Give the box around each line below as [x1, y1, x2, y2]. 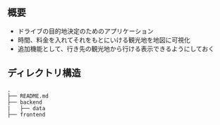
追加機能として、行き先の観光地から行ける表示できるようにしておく [17, 44, 215, 53]
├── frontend [7, 111, 46, 118]
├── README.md [7, 93, 49, 100]
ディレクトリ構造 [7, 67, 81, 79]
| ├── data [7, 105, 46, 112]
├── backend [7, 98, 42, 106]
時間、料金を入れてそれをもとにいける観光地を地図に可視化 [17, 35, 190, 44]
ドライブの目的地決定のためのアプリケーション [17, 27, 154, 35]
